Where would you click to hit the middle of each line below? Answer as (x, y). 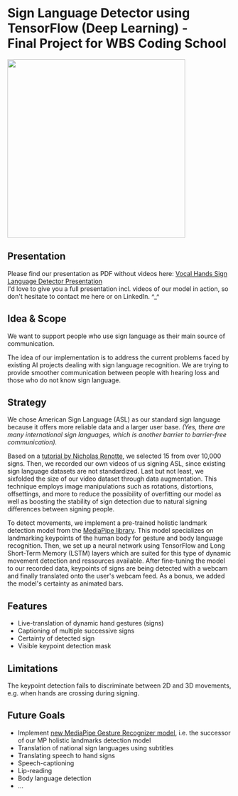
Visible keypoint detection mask (64, 646)
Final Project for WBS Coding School (117, 44)
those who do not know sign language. (64, 380)
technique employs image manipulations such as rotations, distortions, (111, 486)
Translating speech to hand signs (66, 755)
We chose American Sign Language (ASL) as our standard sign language (114, 419)
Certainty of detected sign (56, 638)
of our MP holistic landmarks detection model (84, 740)
